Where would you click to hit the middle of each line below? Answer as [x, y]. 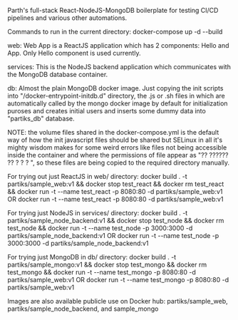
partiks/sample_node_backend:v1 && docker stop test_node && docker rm [116, 221]
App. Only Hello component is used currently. [74, 53]
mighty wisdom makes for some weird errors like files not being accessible [117, 148]
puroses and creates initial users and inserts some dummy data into [107, 111]
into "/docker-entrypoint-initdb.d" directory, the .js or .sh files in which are [117, 96]
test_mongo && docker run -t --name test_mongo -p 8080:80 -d [102, 272]
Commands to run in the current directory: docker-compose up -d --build [115, 32]
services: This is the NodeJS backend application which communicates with [119, 67]
